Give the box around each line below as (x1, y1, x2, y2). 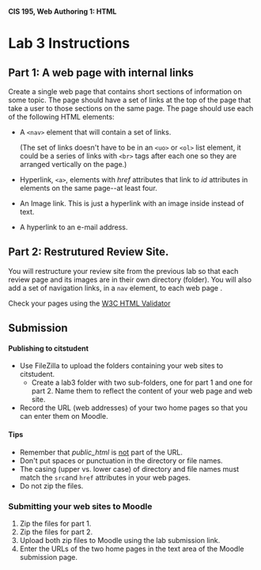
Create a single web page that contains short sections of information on (8, 87, 243, 96)
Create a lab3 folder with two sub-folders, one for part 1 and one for (31, 378, 253, 387)
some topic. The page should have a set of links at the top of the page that (8, 95, 252, 104)
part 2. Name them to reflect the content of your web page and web (31, 386, 253, 396)
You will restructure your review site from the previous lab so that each (8, 266, 239, 275)
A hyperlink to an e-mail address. (19, 222, 128, 232)
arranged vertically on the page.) (19, 160, 127, 169)
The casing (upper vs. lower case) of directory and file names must (19, 464, 240, 473)
